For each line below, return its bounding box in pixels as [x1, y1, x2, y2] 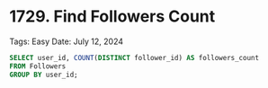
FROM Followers [9, 61, 67, 71]
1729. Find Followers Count [9, 6, 216, 27]
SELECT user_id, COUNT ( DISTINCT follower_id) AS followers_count [9, 53, 259, 62]
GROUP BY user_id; [9, 70, 78, 79]
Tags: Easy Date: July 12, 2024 [9, 36, 124, 47]
